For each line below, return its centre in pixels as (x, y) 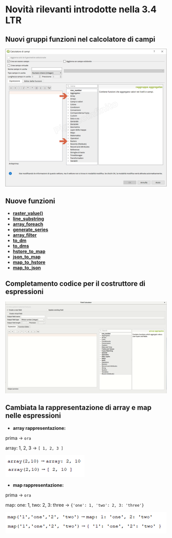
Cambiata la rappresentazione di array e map (79, 408)
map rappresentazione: (38, 485)
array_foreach (28, 224)
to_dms (21, 246)
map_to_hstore (29, 262)
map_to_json (27, 267)
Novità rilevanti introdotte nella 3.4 (81, 9)
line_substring (28, 218)
